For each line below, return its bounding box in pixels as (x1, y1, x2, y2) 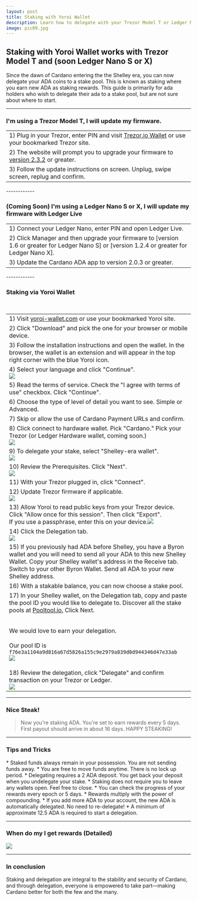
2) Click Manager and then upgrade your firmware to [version (9, 234, 179, 242)
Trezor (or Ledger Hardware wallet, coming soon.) (9, 431, 147, 439)
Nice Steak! (6, 705, 40, 714)
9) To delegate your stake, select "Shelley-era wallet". (9, 447, 159, 455)
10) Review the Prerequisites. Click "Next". (9, 462, 127, 471)
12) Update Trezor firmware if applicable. (9, 487, 123, 495)
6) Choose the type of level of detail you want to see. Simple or (9, 397, 183, 406)
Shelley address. (9, 572, 55, 580)
